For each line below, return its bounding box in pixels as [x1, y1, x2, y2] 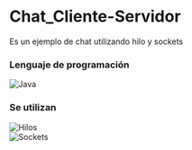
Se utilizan [9, 101, 57, 114]
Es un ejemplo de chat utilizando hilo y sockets [9, 36, 183, 47]
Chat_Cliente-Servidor [9, 6, 182, 27]
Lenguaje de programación [9, 58, 130, 71]
